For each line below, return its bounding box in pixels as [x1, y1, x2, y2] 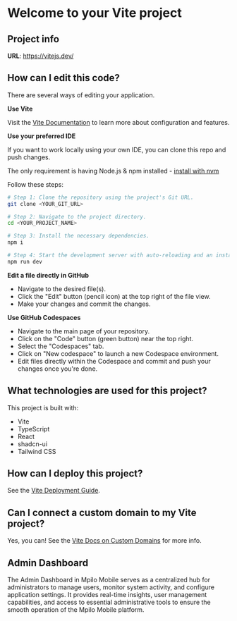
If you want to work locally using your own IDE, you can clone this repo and [7, 145, 226, 154]
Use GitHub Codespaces [7, 313, 81, 321]
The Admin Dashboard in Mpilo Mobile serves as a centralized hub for [7, 576, 210, 584]
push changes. [7, 153, 51, 161]
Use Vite [7, 104, 33, 113]
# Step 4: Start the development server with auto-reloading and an [7, 252, 213, 259]
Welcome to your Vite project [7, 5, 182, 21]
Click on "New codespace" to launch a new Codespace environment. [17, 349, 219, 357]
